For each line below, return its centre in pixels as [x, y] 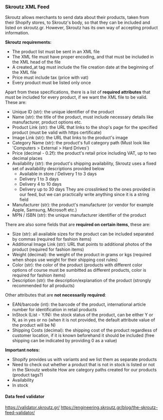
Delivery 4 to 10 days [40, 184]
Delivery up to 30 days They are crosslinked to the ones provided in [87, 189]
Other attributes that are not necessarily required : [55, 295]
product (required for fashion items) [48, 249]
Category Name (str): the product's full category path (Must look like [81, 143]
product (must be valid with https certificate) [57, 133]
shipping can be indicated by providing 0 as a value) [64, 341]
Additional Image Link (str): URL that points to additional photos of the [82, 245]
